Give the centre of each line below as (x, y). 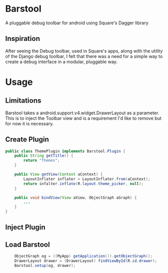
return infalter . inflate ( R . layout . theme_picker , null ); (83, 184)
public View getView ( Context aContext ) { (58, 174)
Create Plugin (27, 140)
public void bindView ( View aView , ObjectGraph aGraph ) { (76, 198)
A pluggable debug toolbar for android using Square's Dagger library (77, 23)
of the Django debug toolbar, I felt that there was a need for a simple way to (84, 56)
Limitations (23, 101)
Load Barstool (28, 244)
